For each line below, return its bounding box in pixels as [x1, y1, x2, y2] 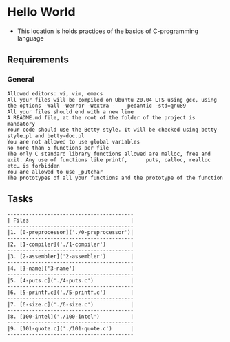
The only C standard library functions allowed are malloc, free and [7, 150, 211, 157]
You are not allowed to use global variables [7, 138, 140, 145]
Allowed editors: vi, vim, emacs [7, 90, 103, 97]
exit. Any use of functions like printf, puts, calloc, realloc [7, 156, 211, 163]
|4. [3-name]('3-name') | [7, 265, 134, 272]
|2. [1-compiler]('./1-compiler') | [7, 241, 134, 248]
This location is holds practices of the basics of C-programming [17, 27, 198, 35]
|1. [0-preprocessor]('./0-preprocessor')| [7, 229, 134, 236]
